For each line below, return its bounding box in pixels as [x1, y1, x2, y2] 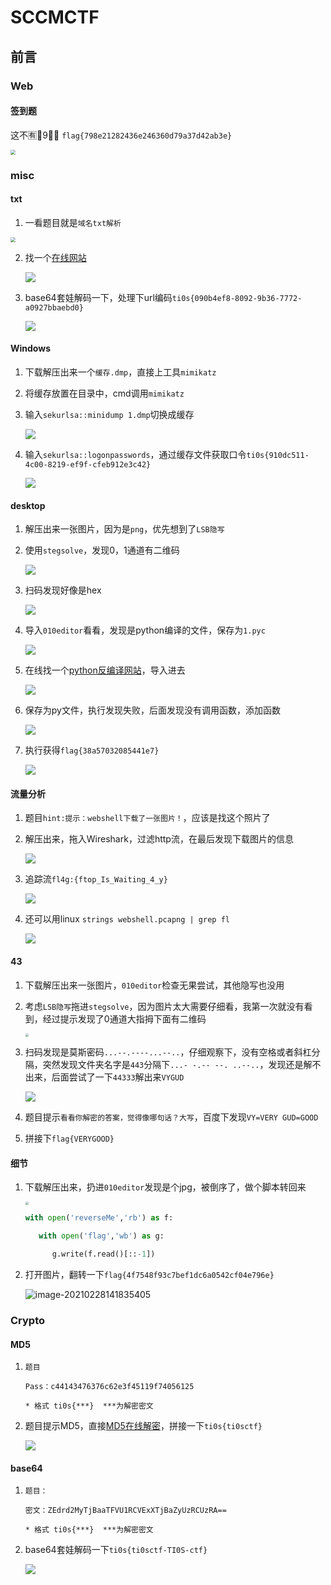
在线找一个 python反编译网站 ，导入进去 [24, 664, 186, 676]
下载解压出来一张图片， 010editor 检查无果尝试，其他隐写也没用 [24, 979, 285, 991]
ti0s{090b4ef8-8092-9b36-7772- [171, 293, 303, 303]
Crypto [10, 1313, 46, 1327]
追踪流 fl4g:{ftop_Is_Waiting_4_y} [24, 873, 168, 885]
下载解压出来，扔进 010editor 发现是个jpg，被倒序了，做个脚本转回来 [24, 1181, 307, 1193]
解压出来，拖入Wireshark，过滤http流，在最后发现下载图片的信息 [24, 833, 294, 845]
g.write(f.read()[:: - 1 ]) [51, 1249, 156, 1260]
